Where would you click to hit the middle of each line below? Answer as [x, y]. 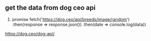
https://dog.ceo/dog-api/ [30, 33]
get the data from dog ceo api [50, 8]
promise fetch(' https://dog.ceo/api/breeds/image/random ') [71, 19]
